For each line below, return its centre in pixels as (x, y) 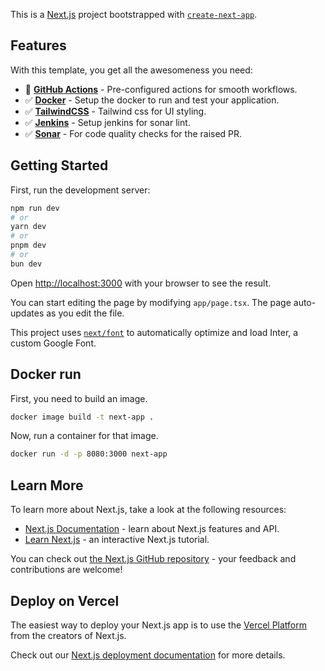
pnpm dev (28, 245)
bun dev (26, 264)
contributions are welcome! (66, 570)
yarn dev (28, 227)
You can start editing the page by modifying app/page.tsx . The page (151, 302)
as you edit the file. (85, 313)
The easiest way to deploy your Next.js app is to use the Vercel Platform (159, 625)
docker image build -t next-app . (82, 417)
